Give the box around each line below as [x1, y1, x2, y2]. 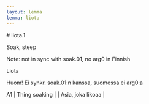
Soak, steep [6, 43, 37, 51]
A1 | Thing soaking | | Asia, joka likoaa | [6, 91, 105, 98]
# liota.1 [6, 31, 26, 39]
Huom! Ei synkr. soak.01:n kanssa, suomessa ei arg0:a [6, 79, 143, 86]
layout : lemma [6, 9, 43, 15]
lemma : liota [6, 15, 40, 21]
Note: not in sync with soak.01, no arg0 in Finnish [6, 55, 131, 62]
